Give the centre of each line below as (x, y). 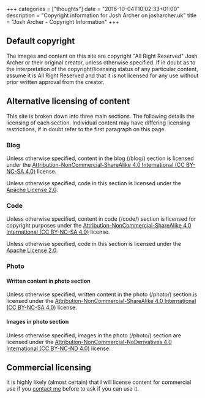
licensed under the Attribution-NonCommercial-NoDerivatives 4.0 (89, 342)
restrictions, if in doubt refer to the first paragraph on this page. (86, 129)
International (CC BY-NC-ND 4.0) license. (59, 348)
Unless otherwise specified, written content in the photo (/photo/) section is (102, 294)
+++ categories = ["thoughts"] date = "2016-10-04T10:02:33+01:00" (93, 9)
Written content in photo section (48, 281)
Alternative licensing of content (68, 101)
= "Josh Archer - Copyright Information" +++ (63, 22)
